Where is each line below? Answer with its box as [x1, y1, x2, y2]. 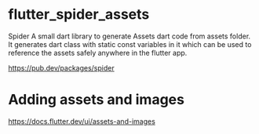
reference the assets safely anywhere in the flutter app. [8, 48, 188, 57]
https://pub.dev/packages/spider [8, 63, 115, 72]
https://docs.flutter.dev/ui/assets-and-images [8, 116, 155, 126]
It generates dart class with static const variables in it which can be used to [8, 39, 252, 49]
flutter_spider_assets [8, 5, 150, 24]
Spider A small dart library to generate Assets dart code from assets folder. [8, 31, 251, 41]
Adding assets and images [8, 91, 184, 109]
